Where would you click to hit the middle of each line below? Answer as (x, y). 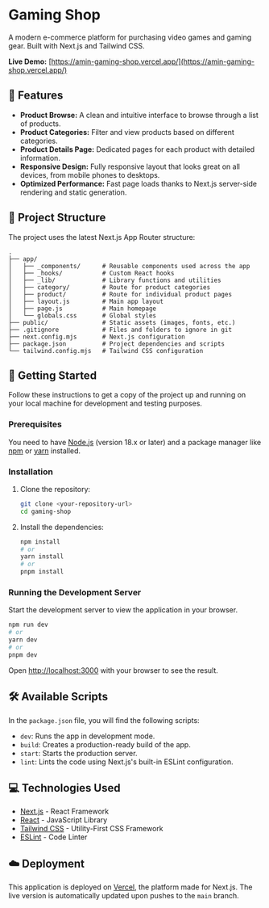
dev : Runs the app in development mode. (87, 736)
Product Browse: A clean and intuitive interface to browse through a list (139, 115)
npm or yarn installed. (45, 451)
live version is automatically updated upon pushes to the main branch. (124, 896)
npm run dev (28, 625)
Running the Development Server (75, 593)
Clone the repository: (55, 489)
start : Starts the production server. (79, 753)
